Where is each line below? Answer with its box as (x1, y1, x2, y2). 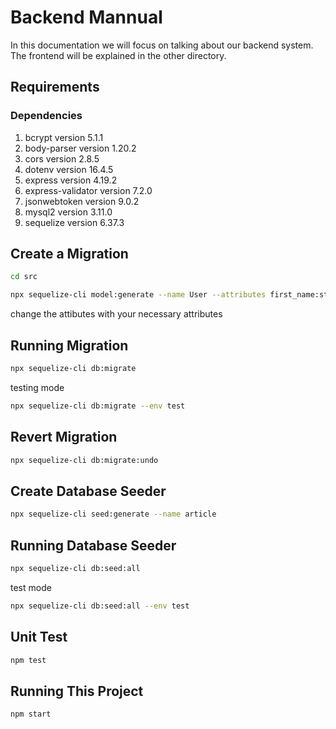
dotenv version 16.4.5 (24, 163, 114, 175)
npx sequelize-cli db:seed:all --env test (10, 601, 190, 611)
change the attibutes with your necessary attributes (10, 308, 223, 320)
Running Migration (10, 337, 129, 354)
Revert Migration (10, 429, 118, 446)
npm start (10, 709, 52, 720)
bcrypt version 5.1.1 (24, 131, 104, 143)
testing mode (10, 381, 65, 393)
